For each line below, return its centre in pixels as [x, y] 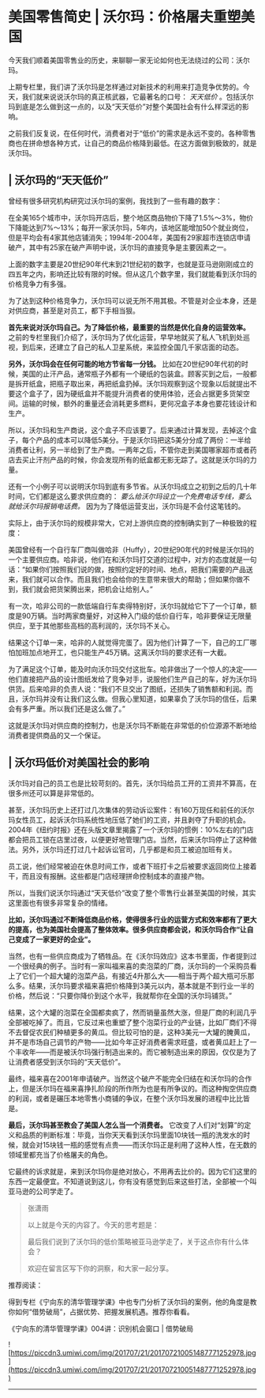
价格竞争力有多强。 [39, 284]
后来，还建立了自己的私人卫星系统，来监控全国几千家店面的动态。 [136, 347]
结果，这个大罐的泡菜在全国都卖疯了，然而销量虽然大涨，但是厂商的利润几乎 [132, 1012]
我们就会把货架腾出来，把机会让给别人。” [88, 589]
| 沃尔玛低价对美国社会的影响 [79, 763]
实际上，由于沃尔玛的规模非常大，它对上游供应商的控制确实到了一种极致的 [129, 522]
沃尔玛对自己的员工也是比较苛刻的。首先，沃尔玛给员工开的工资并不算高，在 [132, 783]
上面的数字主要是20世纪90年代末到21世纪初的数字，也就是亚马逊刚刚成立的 [131, 264]
